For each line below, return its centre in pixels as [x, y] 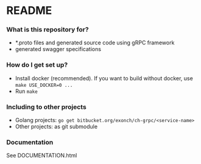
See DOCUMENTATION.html [42, 155]
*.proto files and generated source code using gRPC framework [95, 43]
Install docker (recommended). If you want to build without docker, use [104, 78]
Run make [26, 91]
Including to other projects [46, 107]
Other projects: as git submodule [56, 127]
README [29, 11]
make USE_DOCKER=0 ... [44, 85]
